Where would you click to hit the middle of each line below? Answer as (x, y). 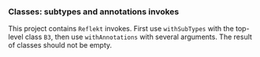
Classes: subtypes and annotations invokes (94, 12)
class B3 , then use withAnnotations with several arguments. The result (138, 37)
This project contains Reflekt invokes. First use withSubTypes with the (121, 29)
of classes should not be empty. (60, 45)
